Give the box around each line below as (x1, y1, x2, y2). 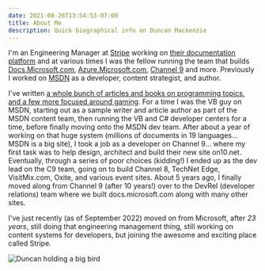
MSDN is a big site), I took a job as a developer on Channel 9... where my (8, 139, 246, 149)
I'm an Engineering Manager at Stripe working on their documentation (8, 48, 236, 58)
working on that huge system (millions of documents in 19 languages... (8, 131, 239, 140)
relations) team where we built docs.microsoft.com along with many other (8, 189, 248, 199)
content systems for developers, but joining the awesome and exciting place (8, 231, 257, 240)
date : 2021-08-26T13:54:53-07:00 (8, 11, 119, 20)
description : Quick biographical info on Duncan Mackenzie (8, 26, 207, 34)
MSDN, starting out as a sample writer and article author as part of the (8, 105, 237, 115)
